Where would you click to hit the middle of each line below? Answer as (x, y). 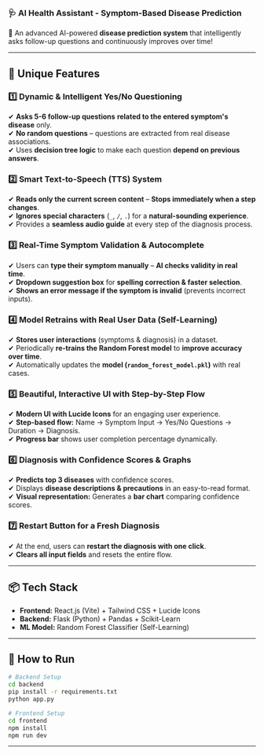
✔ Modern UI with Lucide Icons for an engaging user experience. (114, 414)
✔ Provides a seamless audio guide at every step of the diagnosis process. (130, 224)
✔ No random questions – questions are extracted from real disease (119, 133)
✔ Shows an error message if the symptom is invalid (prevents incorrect (127, 290)
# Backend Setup (35, 677)
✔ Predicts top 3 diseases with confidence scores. (91, 480)
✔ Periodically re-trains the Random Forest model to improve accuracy (125, 348)
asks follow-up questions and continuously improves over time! (111, 42)
